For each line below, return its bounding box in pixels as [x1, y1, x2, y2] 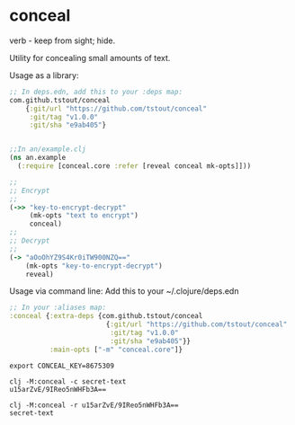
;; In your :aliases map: [9, 303, 106, 313]
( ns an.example [9, 154, 67, 163]
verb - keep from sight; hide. [9, 35, 115, 46]
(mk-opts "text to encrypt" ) [29, 211, 139, 220]
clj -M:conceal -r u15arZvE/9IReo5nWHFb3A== [9, 401, 179, 410]
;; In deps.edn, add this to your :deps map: [9, 87, 183, 96]
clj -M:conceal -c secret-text [9, 376, 127, 386]
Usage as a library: [9, 69, 79, 81]
